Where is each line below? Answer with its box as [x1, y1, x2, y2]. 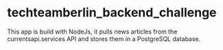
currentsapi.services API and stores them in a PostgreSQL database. [7, 34, 201, 42]
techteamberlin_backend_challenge [7, 5, 218, 21]
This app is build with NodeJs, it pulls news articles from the [7, 27, 178, 36]
